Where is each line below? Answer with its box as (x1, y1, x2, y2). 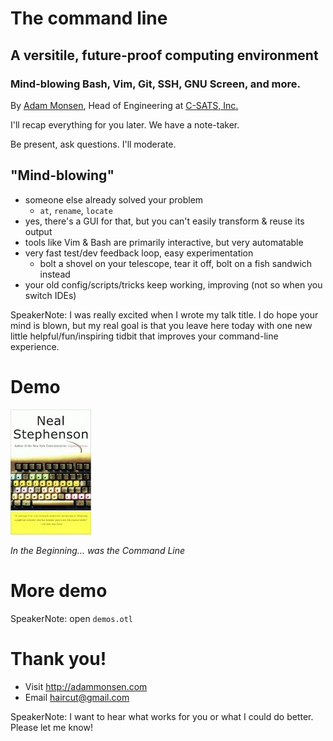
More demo (10, 579, 108, 602)
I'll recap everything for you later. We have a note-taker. (10, 118, 240, 131)
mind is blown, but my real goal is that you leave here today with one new (10, 319, 313, 331)
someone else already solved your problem (24, 193, 204, 206)
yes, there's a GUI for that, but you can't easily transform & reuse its (24, 215, 305, 227)
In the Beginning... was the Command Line (10, 544, 186, 556)
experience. (10, 340, 60, 352)
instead (39, 268, 71, 280)
